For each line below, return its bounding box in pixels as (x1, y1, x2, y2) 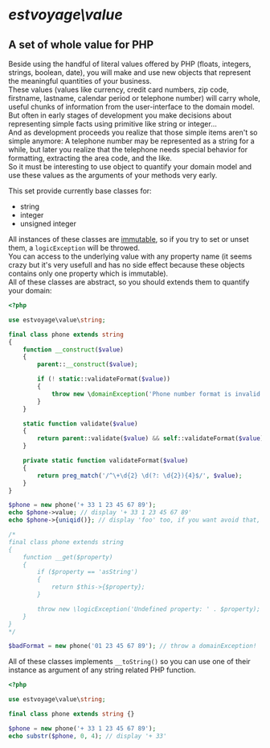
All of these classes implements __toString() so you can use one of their (8, 657, 251, 667)
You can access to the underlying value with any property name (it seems (8, 251, 252, 261)
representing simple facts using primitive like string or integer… (8, 119, 217, 128)
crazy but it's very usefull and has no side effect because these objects (8, 260, 245, 269)
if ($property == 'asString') (37, 568, 138, 576)
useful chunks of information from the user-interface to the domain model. (8, 102, 255, 111)
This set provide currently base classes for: (8, 186, 152, 195)
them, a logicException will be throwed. (8, 243, 141, 252)
